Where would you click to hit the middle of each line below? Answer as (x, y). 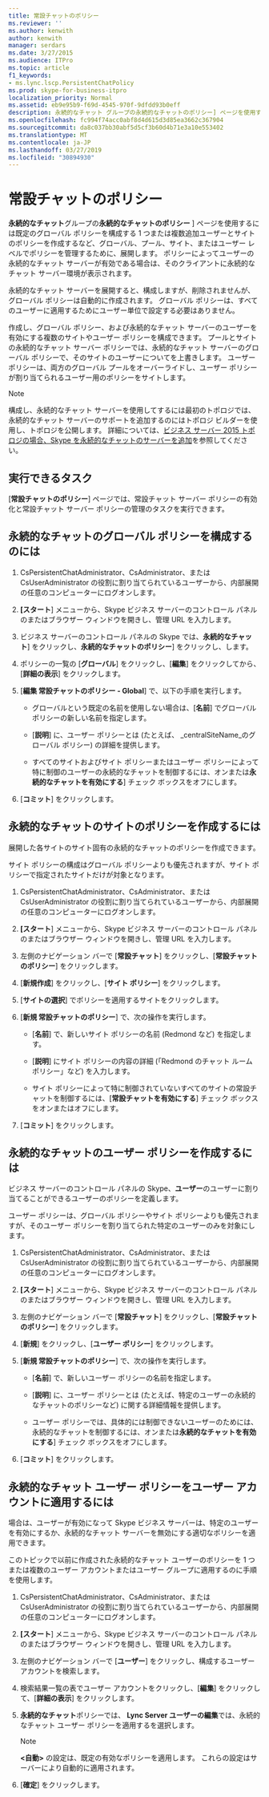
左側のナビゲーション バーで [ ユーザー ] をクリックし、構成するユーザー (137, 1661)
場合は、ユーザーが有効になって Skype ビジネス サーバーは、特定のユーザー (133, 1523)
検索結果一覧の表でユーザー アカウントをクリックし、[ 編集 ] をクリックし (140, 1688)
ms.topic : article (39, 68)
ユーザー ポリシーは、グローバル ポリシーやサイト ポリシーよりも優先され (130, 1216)
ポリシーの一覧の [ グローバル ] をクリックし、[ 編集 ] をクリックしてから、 (140, 663)
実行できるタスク (50, 478)
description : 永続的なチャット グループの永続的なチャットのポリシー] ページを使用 (132, 113)
